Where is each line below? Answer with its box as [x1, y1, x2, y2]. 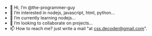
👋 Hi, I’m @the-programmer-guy [9, 5, 75, 10]
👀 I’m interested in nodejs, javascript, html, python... [9, 10, 115, 16]
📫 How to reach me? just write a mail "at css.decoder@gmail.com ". [9, 26, 148, 31]
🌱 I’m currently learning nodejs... [9, 15, 76, 20]
